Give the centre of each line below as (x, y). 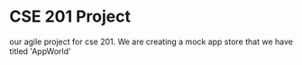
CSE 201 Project (70, 17)
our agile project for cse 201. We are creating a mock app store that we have (151, 42)
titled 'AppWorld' (40, 51)
